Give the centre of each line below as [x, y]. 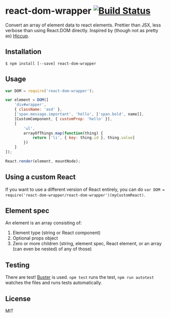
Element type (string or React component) [57, 233]
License [18, 298]
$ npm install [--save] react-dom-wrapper [51, 64]
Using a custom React [41, 177]
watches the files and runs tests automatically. [54, 283]
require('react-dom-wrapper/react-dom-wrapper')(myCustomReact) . [75, 195]
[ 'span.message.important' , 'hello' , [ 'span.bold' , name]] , [79, 114]
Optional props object [35, 238]
